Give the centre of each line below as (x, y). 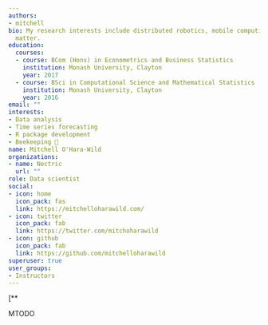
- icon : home (30, 194)
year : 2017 (41, 75)
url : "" (28, 172)
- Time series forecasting (53, 127)
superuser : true (35, 260)
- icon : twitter (35, 216)
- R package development (49, 134)
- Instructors (32, 275)
